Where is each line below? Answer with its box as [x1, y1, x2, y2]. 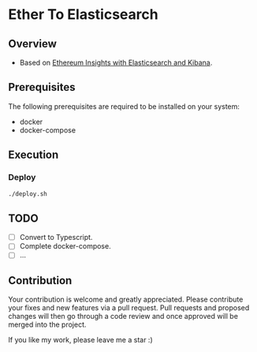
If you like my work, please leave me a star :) [8, 335, 154, 345]
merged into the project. [8, 320, 87, 329]
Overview [8, 37, 58, 51]
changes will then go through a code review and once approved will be [8, 312, 239, 321]
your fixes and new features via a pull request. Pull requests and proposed [8, 303, 250, 313]
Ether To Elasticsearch [8, 6, 159, 24]
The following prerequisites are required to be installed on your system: [8, 101, 240, 111]
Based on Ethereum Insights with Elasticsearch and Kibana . [19, 58, 213, 67]
